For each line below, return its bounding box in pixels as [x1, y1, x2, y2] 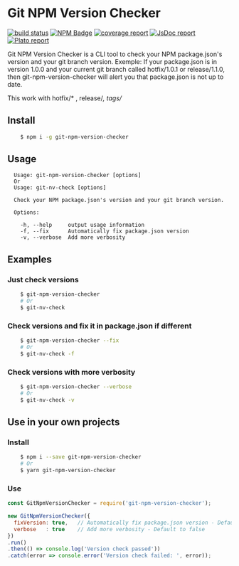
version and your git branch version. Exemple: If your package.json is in [7, 57, 217, 65]
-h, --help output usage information [20, 222, 144, 229]
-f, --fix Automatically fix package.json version [20, 228, 190, 235]
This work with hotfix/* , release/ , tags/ [7, 94, 122, 102]
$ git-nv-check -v [20, 396, 75, 403]
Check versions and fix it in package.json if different [7, 321, 192, 331]
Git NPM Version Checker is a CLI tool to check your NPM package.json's [7, 50, 223, 58]
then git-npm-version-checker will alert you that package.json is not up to [7, 73, 224, 81]
